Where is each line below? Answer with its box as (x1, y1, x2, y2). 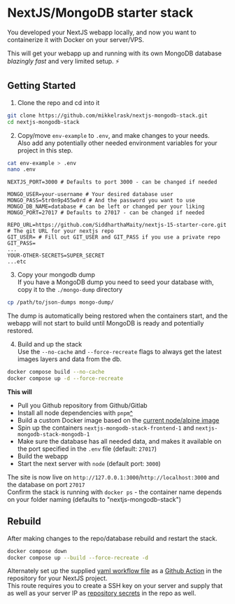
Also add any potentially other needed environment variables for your (17, 139, 218, 147)
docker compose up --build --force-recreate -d (7, 554, 149, 561)
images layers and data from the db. (17, 355, 122, 363)
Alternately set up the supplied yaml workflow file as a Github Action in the (7, 567, 222, 575)
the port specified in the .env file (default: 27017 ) (17, 444, 157, 453)
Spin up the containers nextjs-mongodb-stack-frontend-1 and (17, 423, 194, 432)
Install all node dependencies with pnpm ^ (17, 408, 133, 417)
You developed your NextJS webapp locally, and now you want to (7, 28, 197, 36)
